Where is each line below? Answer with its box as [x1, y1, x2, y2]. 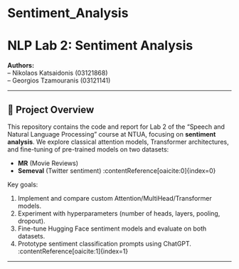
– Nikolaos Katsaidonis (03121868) [7, 69, 108, 78]
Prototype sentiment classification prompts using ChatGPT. [17, 239, 192, 248]
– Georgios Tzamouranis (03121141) [7, 76, 111, 85]
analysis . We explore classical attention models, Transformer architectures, [7, 137, 229, 146]
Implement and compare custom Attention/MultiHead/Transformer [17, 194, 212, 202]
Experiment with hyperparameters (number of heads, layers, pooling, [17, 209, 221, 218]
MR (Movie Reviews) [17, 159, 79, 167]
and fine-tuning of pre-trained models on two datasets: [7, 144, 169, 154]
